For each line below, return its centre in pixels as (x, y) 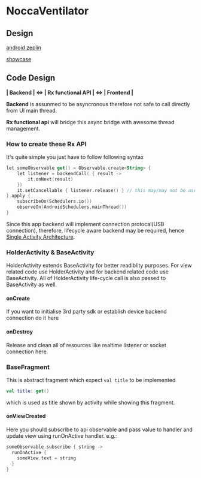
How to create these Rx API (46, 144)
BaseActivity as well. (32, 285)
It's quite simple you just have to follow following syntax (75, 157)
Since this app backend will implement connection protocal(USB (85, 224)
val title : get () (28, 391)
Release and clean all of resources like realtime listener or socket (86, 345)
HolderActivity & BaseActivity (50, 252)
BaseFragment (28, 367)
